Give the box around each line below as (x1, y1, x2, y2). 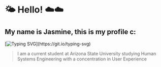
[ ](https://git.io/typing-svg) (5, 41, 91, 47)
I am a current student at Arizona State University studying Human (17, 51, 156, 56)
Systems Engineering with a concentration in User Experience (17, 56, 147, 62)
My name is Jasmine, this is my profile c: (5, 27, 136, 36)
